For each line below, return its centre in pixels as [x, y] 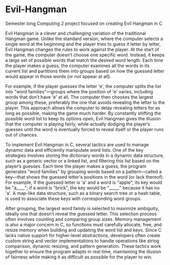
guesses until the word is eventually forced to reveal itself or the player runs [84, 129]
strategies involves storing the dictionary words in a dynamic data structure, [85, 155]
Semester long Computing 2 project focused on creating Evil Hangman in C [84, 23]
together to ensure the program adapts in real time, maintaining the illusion [83, 251]
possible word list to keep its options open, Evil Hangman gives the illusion [83, 118]
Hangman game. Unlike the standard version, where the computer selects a [84, 39]
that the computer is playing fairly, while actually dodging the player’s [78, 124]
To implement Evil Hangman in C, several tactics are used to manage [77, 144]
